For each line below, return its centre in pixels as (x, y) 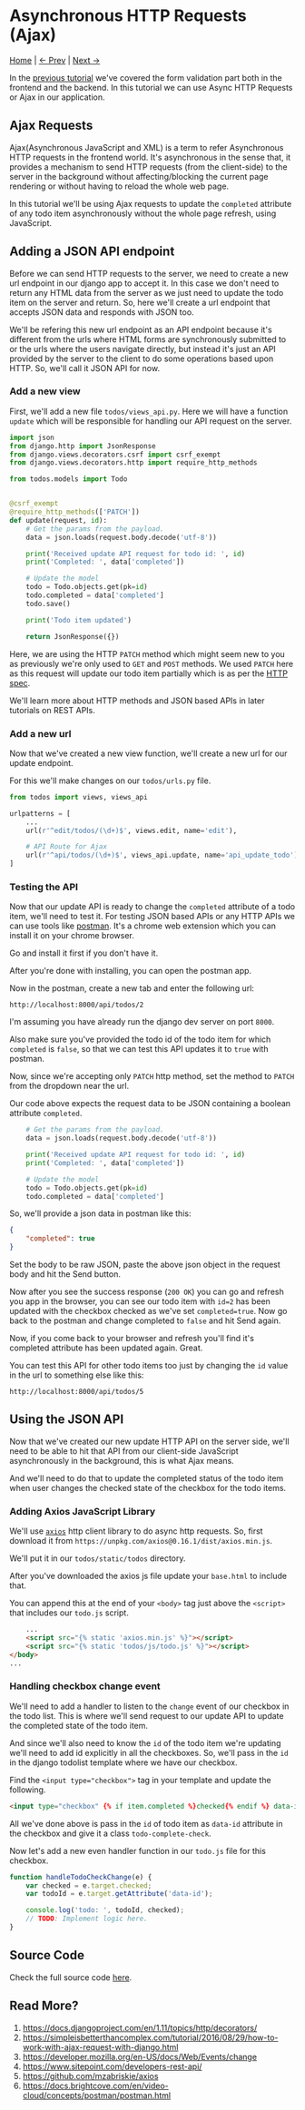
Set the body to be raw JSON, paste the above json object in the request (145, 1265)
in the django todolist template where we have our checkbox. (123, 1762)
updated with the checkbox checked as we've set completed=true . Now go (148, 1311)
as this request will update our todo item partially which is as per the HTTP (149, 673)
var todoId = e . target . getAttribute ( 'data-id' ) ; (119, 1894)
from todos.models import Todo (69, 479)
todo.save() (48, 604)
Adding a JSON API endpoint (92, 252)
